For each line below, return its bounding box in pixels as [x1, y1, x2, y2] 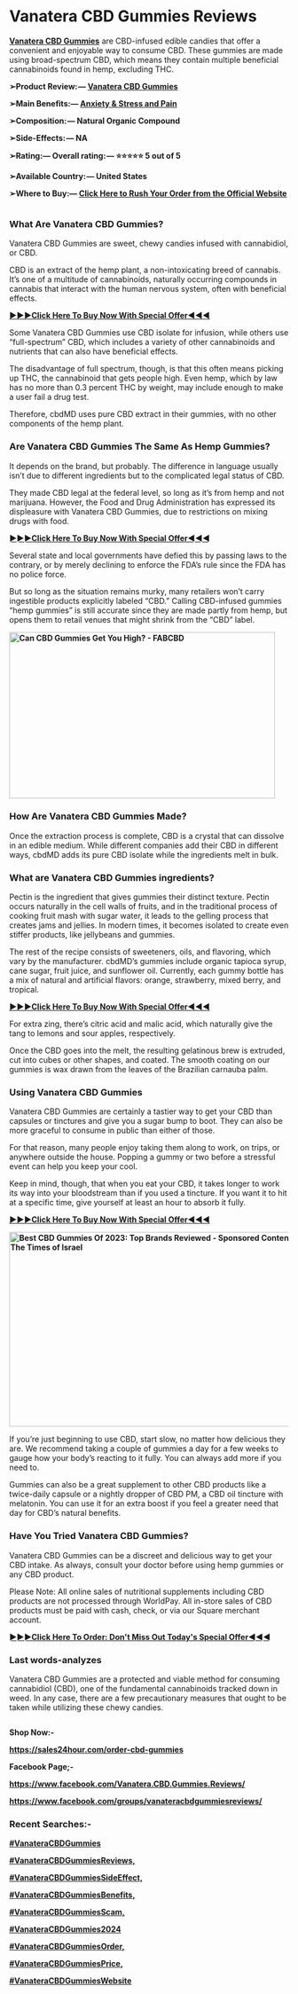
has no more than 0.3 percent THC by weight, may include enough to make [9, 382, 284, 393]
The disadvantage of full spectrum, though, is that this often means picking [9, 364, 284, 374]
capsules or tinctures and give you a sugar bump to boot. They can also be [9, 1116, 284, 1127]
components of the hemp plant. [9, 419, 124, 429]
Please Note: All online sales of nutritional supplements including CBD [9, 1586, 264, 1597]
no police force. [9, 569, 67, 579]
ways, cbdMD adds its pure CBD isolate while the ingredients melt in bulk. [9, 849, 279, 860]
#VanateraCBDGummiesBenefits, [9, 1889, 136, 1900]
